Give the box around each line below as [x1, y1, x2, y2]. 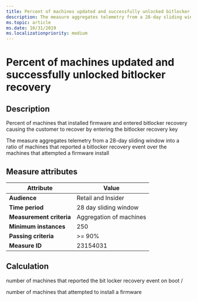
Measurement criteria [9, 212, 72, 221]
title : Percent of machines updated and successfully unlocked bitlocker [6, 8, 191, 15]
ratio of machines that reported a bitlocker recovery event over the [6, 143, 167, 150]
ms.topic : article [6, 19, 51, 25]
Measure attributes [6, 167, 78, 177]
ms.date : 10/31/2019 [6, 25, 57, 31]
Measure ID [9, 241, 42, 249]
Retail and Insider [76, 194, 124, 202]
